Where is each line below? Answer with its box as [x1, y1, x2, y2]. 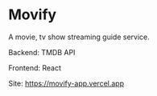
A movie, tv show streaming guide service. [8, 32, 151, 42]
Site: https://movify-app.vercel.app [8, 78, 125, 88]
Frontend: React [8, 62, 62, 73]
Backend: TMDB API [8, 47, 76, 57]
